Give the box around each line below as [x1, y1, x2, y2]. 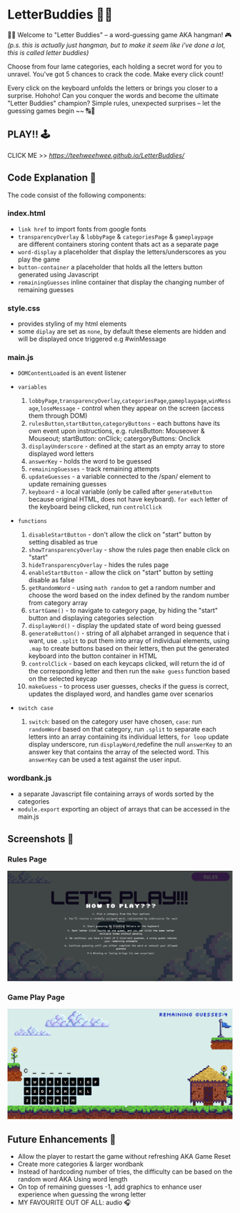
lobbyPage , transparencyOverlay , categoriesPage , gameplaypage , [28, 396, 209, 405]
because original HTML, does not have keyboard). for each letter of [28, 495, 229, 504]
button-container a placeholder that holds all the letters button [17, 262, 203, 271]
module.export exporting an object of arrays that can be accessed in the [17, 804, 230, 813]
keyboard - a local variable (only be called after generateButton [28, 487, 213, 496]
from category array [28, 599, 88, 607]
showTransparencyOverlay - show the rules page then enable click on [28, 546, 230, 554]
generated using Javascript [17, 270, 99, 279]
